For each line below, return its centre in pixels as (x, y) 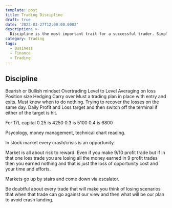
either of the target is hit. (31, 113)
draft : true (18, 20)
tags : (11, 44)
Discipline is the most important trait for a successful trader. (82, 34)
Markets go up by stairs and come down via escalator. (62, 179)
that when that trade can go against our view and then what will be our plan (85, 194)
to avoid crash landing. (29, 200)
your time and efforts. (28, 169)
